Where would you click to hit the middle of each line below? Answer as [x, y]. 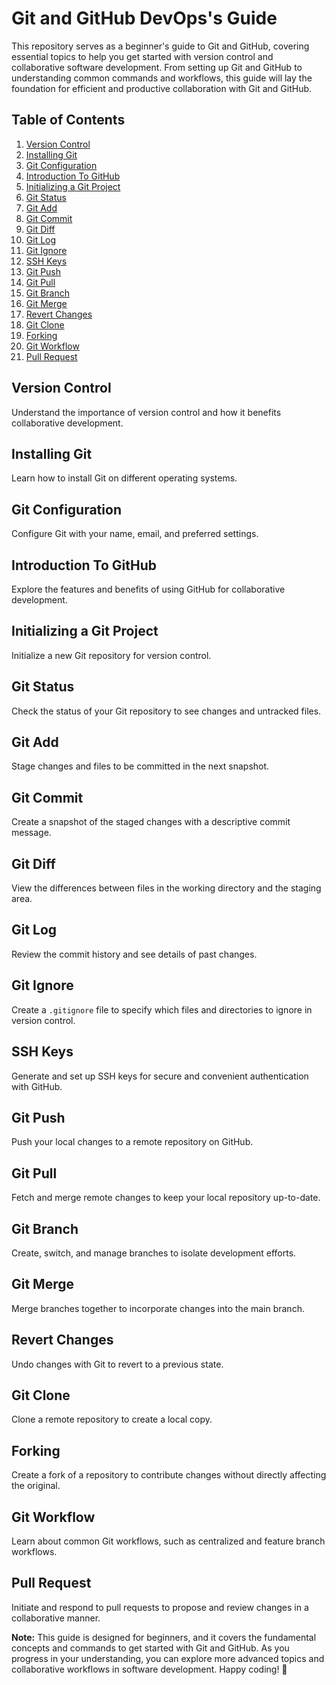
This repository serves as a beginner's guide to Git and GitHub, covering [160, 46]
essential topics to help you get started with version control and [142, 56]
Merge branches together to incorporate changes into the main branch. [158, 1308]
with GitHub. [37, 1086]
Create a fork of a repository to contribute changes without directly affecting [169, 1475]
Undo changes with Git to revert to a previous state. [117, 1364]
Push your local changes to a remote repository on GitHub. [132, 1142]
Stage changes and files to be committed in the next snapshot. [140, 766]
